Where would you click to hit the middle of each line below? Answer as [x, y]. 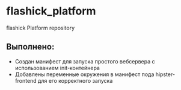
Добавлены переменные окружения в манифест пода [84, 74]
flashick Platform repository [41, 28]
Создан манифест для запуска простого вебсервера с [85, 61]
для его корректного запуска [75, 80]
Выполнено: [30, 47]
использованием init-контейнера [57, 68]
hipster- [165, 74]
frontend [26, 80]
